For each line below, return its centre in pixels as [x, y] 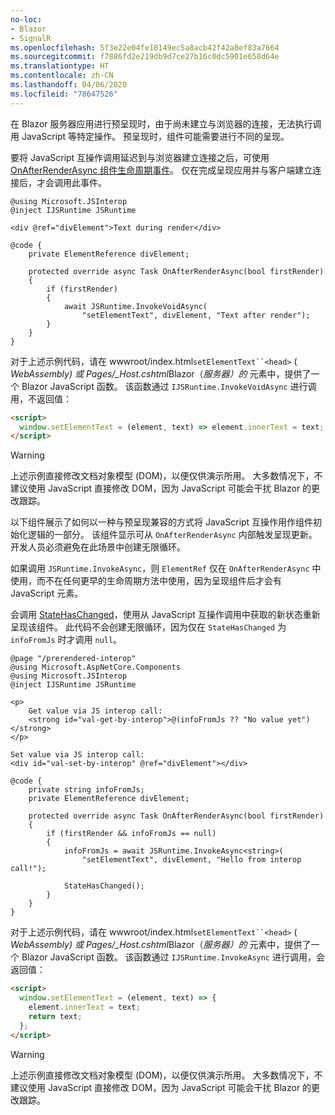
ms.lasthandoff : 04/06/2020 [69, 85]
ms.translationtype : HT [60, 66]
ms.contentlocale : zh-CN [62, 76]
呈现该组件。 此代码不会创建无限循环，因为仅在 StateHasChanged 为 [148, 627]
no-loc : [26, 19]
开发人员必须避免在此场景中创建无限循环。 [98, 547]
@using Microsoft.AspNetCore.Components [96, 667]
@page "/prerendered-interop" [73, 659]
